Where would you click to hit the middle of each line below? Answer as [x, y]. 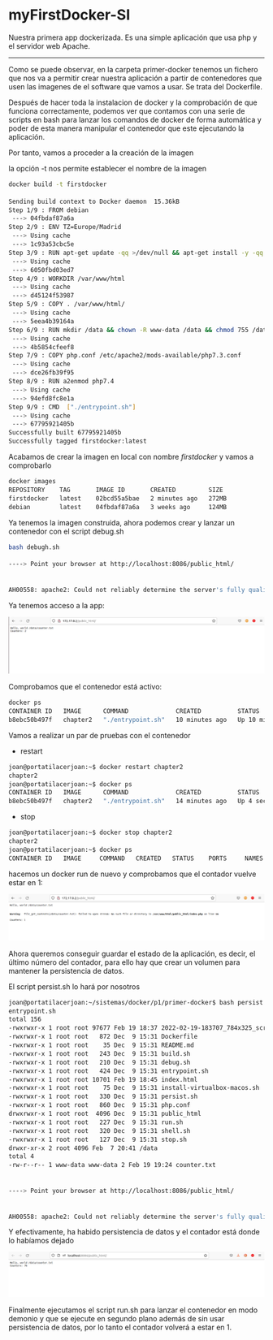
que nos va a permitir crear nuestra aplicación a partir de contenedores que [135, 78]
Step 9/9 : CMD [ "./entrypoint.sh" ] [72, 407]
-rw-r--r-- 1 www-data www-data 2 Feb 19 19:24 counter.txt [113, 1165]
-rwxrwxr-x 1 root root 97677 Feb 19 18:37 [83, 1028]
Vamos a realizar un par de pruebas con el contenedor [100, 735]
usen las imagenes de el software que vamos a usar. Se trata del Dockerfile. [135, 86]
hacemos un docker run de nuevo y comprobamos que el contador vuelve [132, 874]
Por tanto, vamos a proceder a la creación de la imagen [101, 153]
